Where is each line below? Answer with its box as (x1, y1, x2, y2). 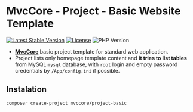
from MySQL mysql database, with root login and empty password (14, 61, 178, 68)
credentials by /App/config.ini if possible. (14, 67, 120, 74)
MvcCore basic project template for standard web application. (14, 48, 169, 55)
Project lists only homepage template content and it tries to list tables (14, 54, 187, 61)
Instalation (6, 85, 47, 95)
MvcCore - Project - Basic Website (6, 4, 181, 18)
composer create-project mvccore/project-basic (6, 100, 127, 106)
